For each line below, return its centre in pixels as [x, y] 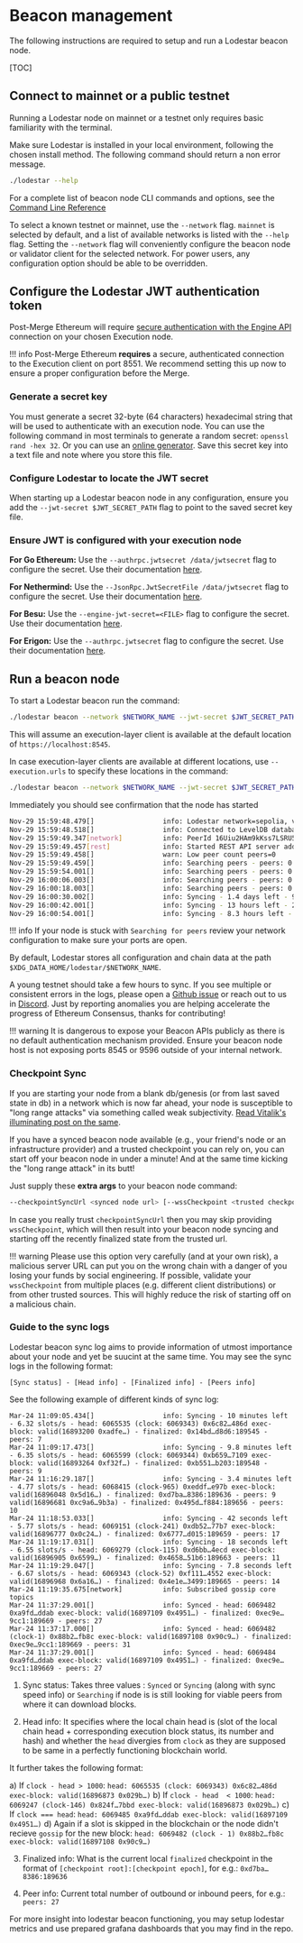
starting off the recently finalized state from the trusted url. [119, 1238]
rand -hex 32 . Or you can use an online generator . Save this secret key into [149, 445]
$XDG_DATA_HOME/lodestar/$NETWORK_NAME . [85, 967]
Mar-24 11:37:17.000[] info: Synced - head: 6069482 [143, 1628]
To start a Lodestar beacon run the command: [95, 701]
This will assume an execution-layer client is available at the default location [150, 735]
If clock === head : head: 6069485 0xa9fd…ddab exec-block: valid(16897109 [149, 1814]
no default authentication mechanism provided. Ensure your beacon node [146, 1040]
